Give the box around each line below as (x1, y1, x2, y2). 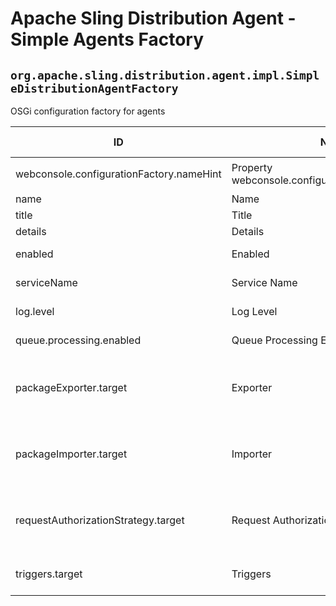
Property (231, 161, 273, 174)
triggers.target (15, 567, 83, 581)
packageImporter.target (15, 447, 128, 461)
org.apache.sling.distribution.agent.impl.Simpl (10, 68, 320, 82)
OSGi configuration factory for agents (10, 105, 166, 117)
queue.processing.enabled (15, 333, 142, 347)
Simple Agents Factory (10, 28, 204, 51)
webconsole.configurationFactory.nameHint (15, 167, 222, 181)
